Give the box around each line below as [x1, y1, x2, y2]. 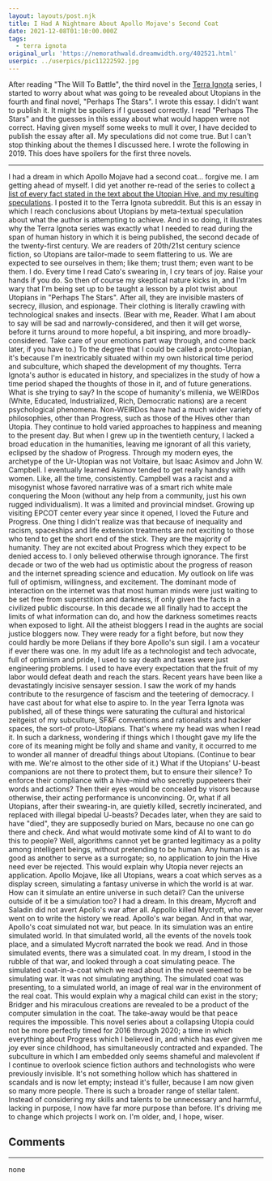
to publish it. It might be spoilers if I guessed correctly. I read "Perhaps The [8, 105, 259, 114]
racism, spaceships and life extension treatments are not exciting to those [8, 525, 255, 535]
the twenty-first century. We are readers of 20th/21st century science [8, 240, 240, 250]
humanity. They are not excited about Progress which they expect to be [8, 542, 247, 552]
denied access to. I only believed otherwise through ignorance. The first [8, 551, 249, 561]
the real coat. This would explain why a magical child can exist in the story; [8, 991, 258, 1001]
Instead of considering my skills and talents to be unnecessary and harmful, [8, 1094, 261, 1104]
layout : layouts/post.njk [8, 11, 96, 20]
